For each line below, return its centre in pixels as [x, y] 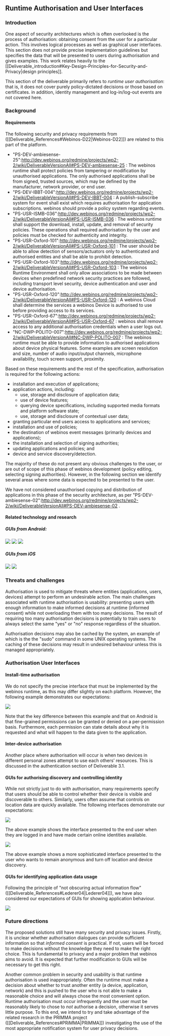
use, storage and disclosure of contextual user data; [74, 416]
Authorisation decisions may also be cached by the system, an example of [83, 633]
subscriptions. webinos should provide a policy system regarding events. [89, 208]
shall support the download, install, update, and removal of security [83, 224]
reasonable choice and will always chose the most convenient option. [78, 996]
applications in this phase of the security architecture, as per [69, 495]
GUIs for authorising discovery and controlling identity [64, 777]
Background [21, 110]
